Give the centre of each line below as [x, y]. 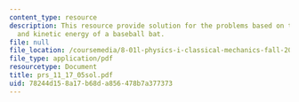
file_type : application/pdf [61, 59]
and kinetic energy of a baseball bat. [91, 34]
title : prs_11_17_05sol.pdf [61, 75]
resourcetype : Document [53, 67]
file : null [29, 42]
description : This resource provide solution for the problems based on [147, 26]
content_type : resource [53, 17]
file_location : [37, 51]
